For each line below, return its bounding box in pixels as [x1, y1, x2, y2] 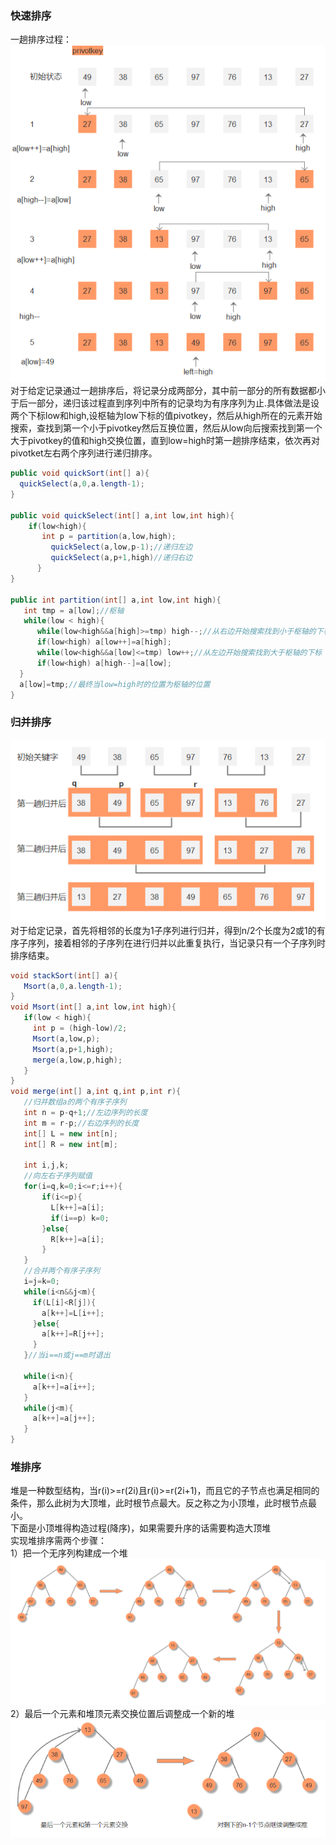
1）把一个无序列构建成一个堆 [10, 1547, 128, 1559]
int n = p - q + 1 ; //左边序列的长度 [23, 1108, 148, 1118]
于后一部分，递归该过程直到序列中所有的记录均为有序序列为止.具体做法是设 [10, 397, 320, 409]
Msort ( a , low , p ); [32, 1033, 101, 1044]
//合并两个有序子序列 [23, 1266, 100, 1276]
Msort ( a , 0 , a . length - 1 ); [23, 981, 123, 991]
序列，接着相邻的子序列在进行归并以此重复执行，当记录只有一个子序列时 [27, 937, 326, 949]
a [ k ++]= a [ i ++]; [32, 1382, 97, 1392]
